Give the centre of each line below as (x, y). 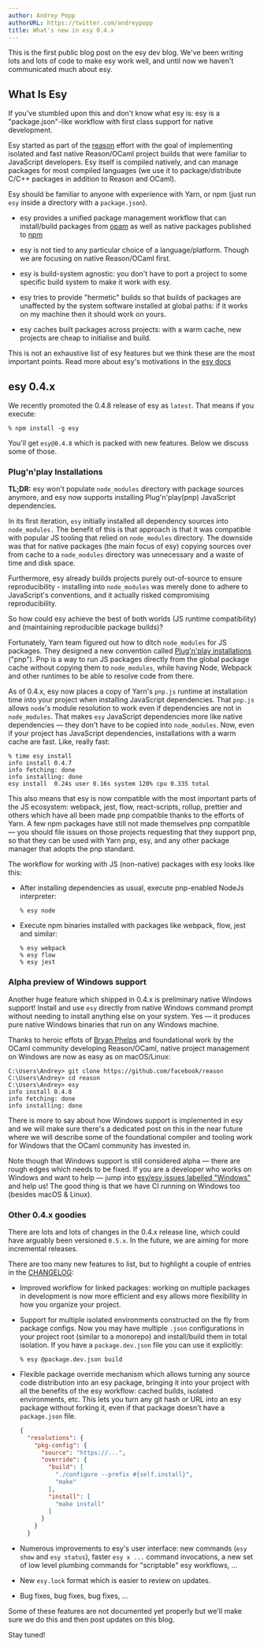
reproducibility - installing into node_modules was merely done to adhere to (128, 587)
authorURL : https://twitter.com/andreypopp (81, 23)
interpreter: (38, 897)
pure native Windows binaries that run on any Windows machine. (113, 1025)
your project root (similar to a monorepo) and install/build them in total (133, 1337)
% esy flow (37, 955)
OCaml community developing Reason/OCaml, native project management (129, 1048)
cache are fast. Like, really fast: (59, 742)
